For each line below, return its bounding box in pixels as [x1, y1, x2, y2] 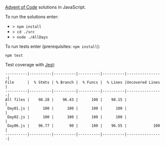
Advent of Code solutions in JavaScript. [5, 4, 86, 10]
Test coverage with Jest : [5, 62, 55, 67]
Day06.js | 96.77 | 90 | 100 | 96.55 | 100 [7, 123, 161, 128]
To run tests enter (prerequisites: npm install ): [5, 44, 100, 49]
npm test [5, 53, 23, 58]
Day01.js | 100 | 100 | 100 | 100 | [7, 106, 127, 111]
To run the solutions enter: [5, 14, 59, 19]
